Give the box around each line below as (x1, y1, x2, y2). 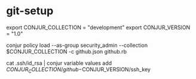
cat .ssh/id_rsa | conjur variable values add (6, 59, 112, 67)
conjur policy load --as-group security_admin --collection (6, 42, 148, 49)
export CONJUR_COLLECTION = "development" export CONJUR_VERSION (6, 24, 191, 31)
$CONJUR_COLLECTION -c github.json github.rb (6, 48, 127, 55)
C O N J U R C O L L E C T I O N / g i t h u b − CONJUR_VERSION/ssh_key (6, 65, 151, 74)
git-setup (6, 4, 54, 18)
